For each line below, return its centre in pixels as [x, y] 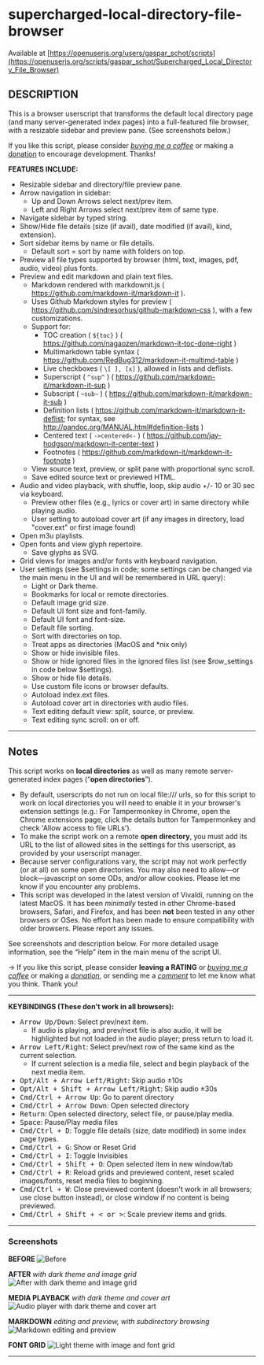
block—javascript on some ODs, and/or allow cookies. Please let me [130, 878]
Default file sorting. [62, 627]
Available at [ [29, 53]
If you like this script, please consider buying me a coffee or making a [121, 145]
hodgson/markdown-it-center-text [99, 443]
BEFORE [22, 1259]
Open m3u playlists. [52, 535]
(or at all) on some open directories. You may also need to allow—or [129, 869]
